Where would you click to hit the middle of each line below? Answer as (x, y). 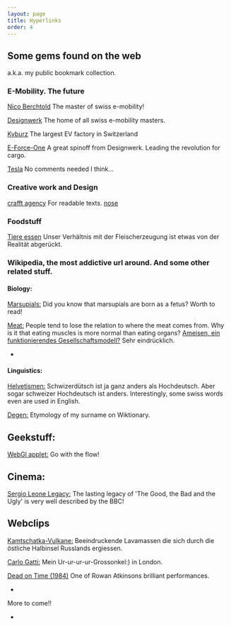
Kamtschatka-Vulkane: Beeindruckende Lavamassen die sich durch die (111, 540)
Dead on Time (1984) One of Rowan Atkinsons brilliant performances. (108, 576)
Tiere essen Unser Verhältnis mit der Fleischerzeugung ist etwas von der (113, 237)
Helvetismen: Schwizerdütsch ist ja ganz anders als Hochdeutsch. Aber (111, 386)
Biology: (20, 289)
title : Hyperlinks (34, 21)
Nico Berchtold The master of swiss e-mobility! (76, 106)
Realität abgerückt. (35, 245)
